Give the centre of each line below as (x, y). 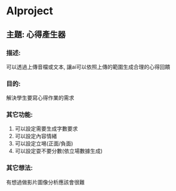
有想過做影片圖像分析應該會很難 (45, 182)
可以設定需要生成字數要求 (46, 129)
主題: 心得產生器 (36, 34)
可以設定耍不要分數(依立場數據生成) (59, 151)
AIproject (30, 11)
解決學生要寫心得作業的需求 (40, 98)
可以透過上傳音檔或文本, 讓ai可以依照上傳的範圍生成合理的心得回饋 (88, 67)
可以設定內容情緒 (36, 136)
